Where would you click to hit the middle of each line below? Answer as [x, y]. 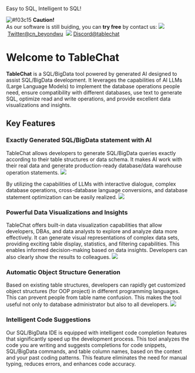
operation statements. [33, 172]
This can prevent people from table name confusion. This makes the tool [94, 298]
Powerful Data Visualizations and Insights [67, 212]
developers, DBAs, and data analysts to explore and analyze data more [92, 231]
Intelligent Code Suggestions [48, 320]
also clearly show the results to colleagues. [58, 257]
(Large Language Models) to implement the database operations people [93, 86]
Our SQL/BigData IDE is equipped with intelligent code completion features [96, 332]
